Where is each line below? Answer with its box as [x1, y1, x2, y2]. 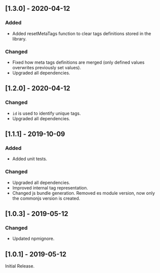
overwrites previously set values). [12, 64, 81, 70]
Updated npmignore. [12, 235, 55, 242]
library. [12, 36, 27, 42]
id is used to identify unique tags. [12, 110, 81, 116]
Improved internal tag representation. [12, 184, 88, 190]
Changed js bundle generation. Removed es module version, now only [12, 190, 155, 196]
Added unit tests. [12, 156, 47, 162]
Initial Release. [5, 263, 35, 269]
